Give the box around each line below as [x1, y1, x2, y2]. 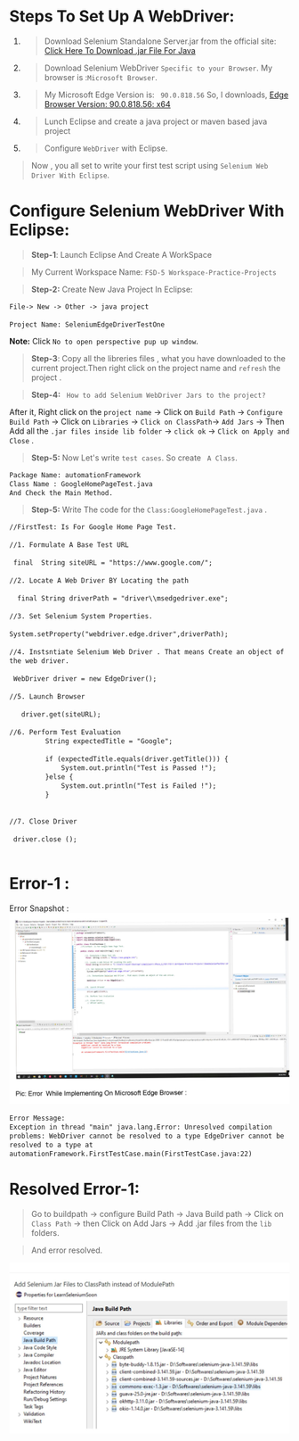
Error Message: [9, 1114, 66, 1123]
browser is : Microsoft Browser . [44, 71, 158, 82]
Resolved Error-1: [9, 1180, 141, 1199]
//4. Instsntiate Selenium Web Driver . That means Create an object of [9, 647, 285, 657]
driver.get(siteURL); [20, 709, 101, 719]
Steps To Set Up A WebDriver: [9, 6, 235, 27]
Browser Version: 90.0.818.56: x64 [44, 98, 171, 109]
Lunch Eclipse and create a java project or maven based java [44, 116, 268, 127]
